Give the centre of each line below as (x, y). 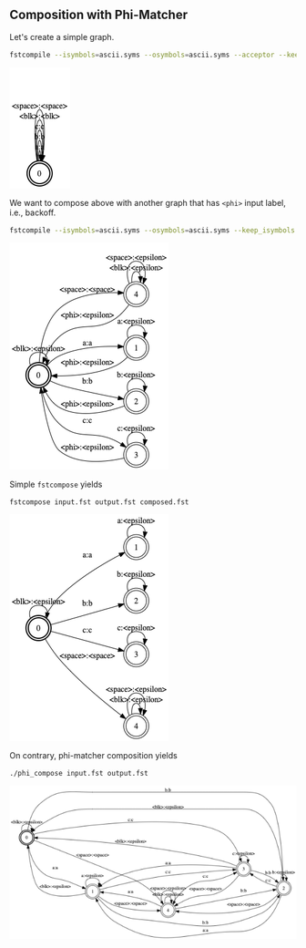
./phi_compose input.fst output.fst (79, 774)
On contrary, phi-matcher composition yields (93, 756)
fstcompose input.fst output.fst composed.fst (99, 502)
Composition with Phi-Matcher (99, 15)
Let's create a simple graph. (62, 36)
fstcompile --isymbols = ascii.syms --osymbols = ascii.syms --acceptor (142, 55)
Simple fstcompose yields (56, 484)
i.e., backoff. (33, 212)
